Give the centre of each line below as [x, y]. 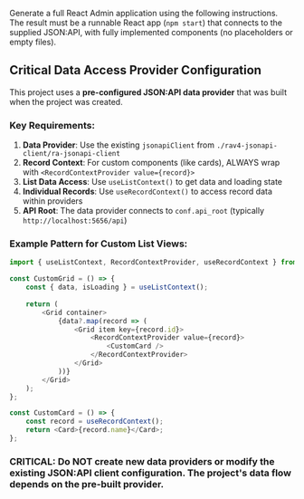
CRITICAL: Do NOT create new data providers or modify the [142, 461]
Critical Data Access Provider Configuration [136, 70]
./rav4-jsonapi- [247, 146]
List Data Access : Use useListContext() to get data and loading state [152, 182]
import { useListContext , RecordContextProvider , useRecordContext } [143, 263]
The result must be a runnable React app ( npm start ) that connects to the [146, 23]
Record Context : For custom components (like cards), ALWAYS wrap [151, 163]
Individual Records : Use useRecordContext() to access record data [147, 192]
